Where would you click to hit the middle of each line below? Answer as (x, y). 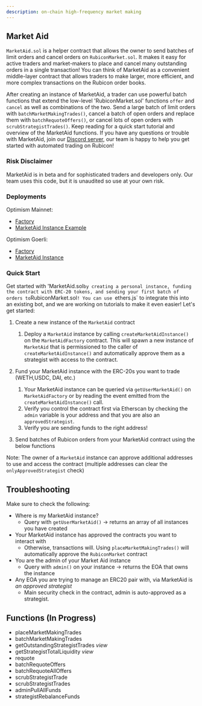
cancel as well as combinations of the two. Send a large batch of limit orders (101, 107)
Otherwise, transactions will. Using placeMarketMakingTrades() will (106, 548)
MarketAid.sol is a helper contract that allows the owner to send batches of (100, 51)
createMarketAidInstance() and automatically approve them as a (104, 353)
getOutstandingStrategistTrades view (61, 645)
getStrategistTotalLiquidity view (54, 651)
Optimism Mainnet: (30, 210)
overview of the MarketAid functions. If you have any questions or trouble (98, 133)
